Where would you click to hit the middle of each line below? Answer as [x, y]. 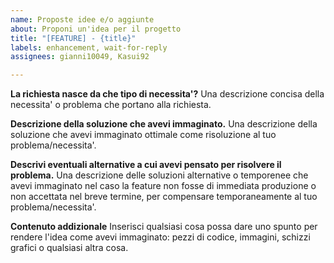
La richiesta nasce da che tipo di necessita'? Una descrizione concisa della [167, 94]
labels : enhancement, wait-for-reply [89, 47]
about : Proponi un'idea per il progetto [96, 29]
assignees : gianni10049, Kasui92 [80, 57]
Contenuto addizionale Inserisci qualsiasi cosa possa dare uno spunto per [164, 227]
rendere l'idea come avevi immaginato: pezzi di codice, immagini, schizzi [160, 237]
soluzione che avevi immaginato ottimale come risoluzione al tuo [143, 135]
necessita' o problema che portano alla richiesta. [111, 105]
